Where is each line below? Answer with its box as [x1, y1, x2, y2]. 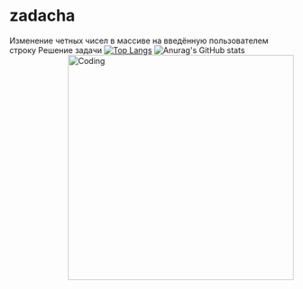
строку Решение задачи [9, 44, 103, 55]
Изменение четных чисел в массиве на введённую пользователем [9, 35, 269, 46]
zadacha [9, 5, 76, 26]
